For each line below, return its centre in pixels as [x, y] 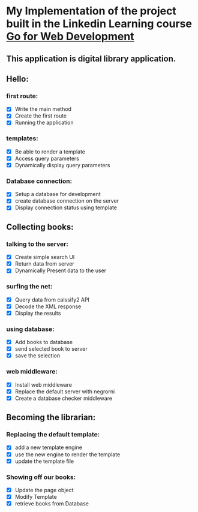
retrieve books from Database [52, 504]
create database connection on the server [67, 201]
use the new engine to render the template [67, 454]
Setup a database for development [58, 194]
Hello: [17, 79]
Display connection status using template [66, 207]
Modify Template [36, 496]
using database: [30, 329]
